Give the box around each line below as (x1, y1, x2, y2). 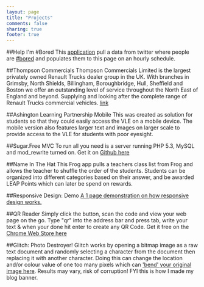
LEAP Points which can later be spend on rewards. (6, 180, 133, 187)
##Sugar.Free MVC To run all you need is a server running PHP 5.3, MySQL (6, 142, 195, 150)
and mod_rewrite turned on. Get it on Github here (6, 149, 130, 156)
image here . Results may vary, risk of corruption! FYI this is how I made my (6, 267, 194, 275)
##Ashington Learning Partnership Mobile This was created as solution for (6, 111, 193, 118)
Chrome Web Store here (6, 230, 67, 237)
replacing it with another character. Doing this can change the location (6, 255, 183, 262)
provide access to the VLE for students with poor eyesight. (6, 131, 153, 138)
